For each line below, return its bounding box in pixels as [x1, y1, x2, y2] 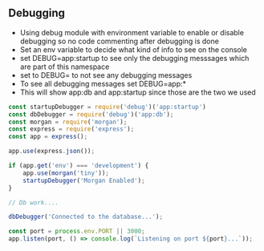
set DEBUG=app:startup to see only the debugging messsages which [19, 53, 250, 63]
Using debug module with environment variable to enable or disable [19, 27, 245, 37]
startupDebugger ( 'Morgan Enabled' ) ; [22, 176, 146, 184]
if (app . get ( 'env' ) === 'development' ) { [8, 162, 149, 170]
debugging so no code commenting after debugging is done [19, 36, 219, 46]
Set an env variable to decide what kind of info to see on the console [19, 44, 247, 55]
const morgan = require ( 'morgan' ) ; [8, 118, 128, 126]
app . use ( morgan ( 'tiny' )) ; [22, 168, 110, 177]
